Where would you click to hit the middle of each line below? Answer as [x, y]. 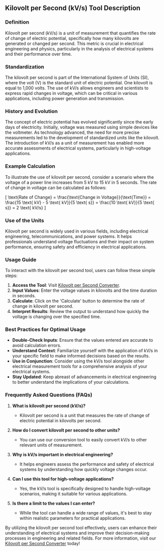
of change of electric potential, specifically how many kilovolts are [72, 38]
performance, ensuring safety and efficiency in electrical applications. [76, 247]
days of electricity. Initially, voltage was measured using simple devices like [82, 127]
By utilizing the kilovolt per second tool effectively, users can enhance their [81, 527]
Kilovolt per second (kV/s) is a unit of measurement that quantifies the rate [81, 33]
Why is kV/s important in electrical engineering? [63, 454]
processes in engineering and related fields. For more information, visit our [81, 538]
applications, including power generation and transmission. [65, 98]
